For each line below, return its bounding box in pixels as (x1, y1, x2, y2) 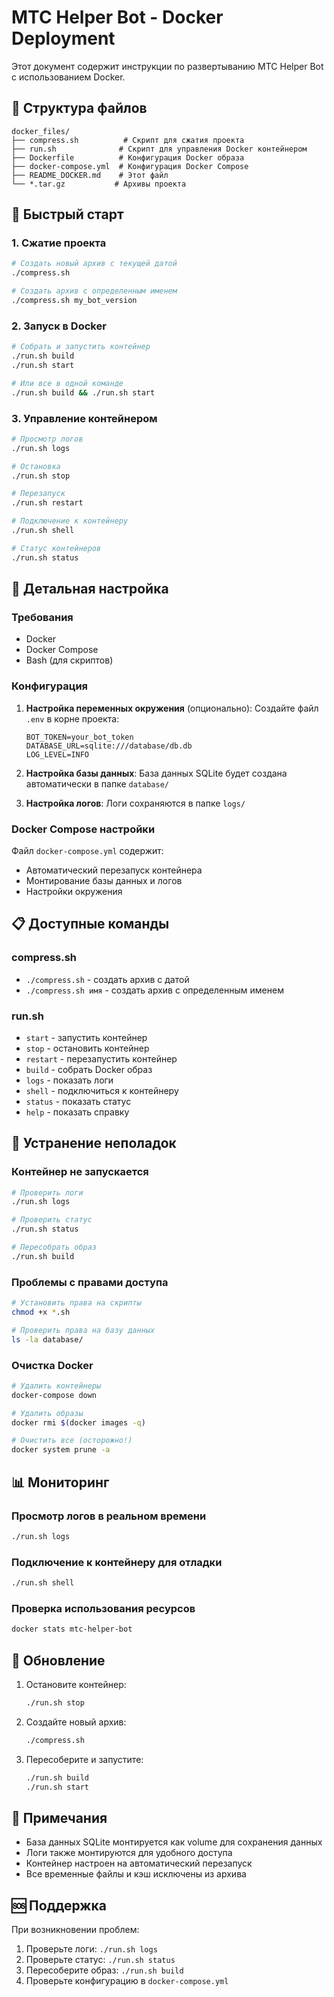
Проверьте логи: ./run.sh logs (25, 1943, 158, 1955)
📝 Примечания (11, 1809, 108, 1826)
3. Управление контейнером (11, 411, 158, 425)
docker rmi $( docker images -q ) (11, 1417, 146, 1428)
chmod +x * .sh (11, 1307, 71, 1318)
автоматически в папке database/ (25, 777, 169, 790)
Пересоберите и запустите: (25, 1753, 144, 1765)
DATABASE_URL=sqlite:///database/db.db (25, 741, 193, 751)
